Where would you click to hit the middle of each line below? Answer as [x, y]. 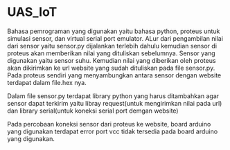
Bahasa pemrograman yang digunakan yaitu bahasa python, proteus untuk [114, 31]
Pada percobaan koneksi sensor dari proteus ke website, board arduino [109, 124]
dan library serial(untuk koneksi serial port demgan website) [93, 111]
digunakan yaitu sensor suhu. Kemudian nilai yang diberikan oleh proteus [112, 60]
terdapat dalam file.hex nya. [47, 82]
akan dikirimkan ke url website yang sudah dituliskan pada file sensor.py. [111, 68]
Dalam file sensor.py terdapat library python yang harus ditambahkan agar [113, 96]
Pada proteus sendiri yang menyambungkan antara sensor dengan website [114, 75]
